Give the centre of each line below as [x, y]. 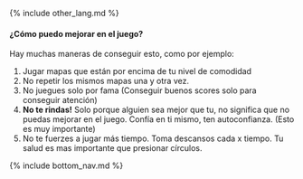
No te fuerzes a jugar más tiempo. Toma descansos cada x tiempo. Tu [153, 138]
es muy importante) [59, 129]
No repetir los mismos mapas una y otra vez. [106, 81]
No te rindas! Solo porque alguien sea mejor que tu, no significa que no [156, 110]
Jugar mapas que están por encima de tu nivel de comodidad [137, 71]
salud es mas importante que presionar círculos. [112, 148]
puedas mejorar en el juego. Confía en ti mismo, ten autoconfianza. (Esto [158, 119]
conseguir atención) [60, 100]
